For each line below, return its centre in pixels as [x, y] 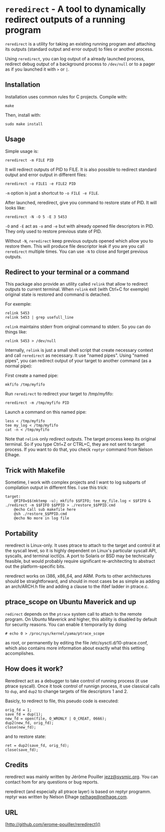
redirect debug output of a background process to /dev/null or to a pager [80, 64]
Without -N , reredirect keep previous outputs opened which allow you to [79, 241]
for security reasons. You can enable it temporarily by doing [66, 624]
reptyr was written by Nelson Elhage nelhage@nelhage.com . [66, 797]
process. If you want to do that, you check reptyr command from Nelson [79, 449]
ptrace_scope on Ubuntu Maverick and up [71, 602]
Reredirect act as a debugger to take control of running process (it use [77, 681]
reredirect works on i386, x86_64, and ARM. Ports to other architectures [78, 576]
